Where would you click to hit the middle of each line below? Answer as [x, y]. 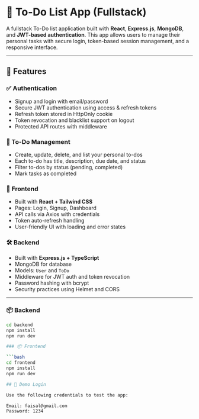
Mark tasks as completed [46, 173]
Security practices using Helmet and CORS [67, 289]
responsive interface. [32, 47]
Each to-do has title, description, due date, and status [80, 161]
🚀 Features [26, 71]
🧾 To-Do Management [38, 141]
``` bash [16, 357]
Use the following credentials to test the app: [67, 395]
